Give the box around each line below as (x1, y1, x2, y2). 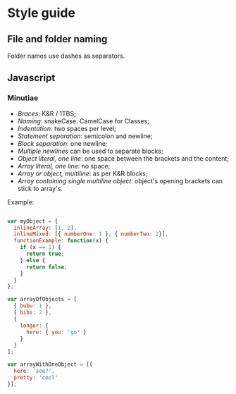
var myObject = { (7, 217, 58, 225)
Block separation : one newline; (17, 139, 108, 147)
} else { (20, 257, 46, 264)
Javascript (7, 72, 56, 84)
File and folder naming (7, 33, 108, 45)
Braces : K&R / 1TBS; (17, 109, 76, 118)
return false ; (25, 263, 68, 271)
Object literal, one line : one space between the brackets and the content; (17, 154, 230, 163)
